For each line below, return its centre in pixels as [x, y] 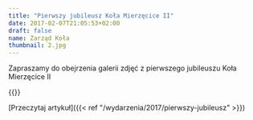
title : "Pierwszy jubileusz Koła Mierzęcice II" [91, 16]
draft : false [30, 30]
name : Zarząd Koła [39, 38]
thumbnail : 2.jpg [37, 46]
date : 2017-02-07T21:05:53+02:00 [64, 23]
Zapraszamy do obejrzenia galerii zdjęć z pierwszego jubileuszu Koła [122, 68]
